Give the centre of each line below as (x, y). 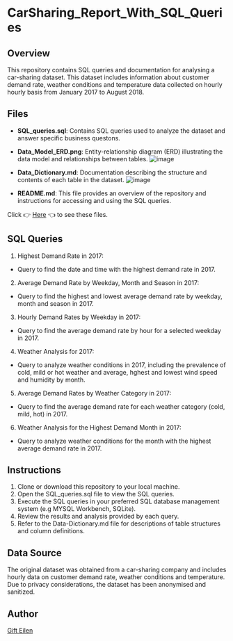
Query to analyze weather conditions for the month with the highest (114, 441)
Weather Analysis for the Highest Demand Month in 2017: (99, 427)
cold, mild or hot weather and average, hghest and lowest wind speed (117, 372)
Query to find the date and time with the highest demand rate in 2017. (116, 269)
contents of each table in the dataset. (71, 179)
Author (23, 614)
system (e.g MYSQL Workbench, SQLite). (77, 509)
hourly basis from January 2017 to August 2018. (76, 92)
